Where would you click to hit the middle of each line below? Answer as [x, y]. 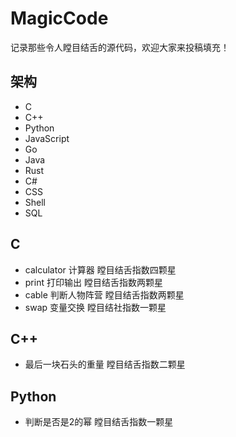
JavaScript [47, 138]
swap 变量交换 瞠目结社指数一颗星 [95, 307]
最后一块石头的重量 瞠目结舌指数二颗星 [105, 364]
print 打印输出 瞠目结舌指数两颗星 [93, 282]
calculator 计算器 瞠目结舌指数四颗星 [100, 269]
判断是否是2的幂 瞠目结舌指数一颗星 [99, 422]
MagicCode [59, 18]
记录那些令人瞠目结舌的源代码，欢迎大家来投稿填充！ [120, 47]
